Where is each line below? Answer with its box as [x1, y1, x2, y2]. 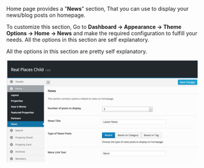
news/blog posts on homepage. [6, 11, 86, 19]
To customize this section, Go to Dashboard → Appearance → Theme [6, 24, 182, 30]
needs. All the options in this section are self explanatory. [6, 36, 150, 43]
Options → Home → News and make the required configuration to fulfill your [6, 30, 197, 37]
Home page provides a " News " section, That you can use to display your [6, 5, 189, 12]
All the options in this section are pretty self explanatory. [6, 48, 148, 55]
